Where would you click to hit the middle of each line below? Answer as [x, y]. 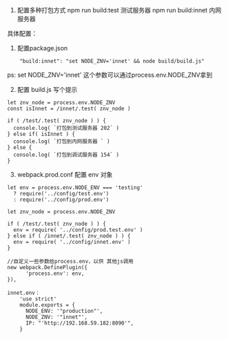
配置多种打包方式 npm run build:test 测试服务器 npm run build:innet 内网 [119, 10]
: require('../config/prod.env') [61, 200]
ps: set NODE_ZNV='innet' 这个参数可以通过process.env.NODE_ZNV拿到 [110, 75]
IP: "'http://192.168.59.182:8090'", [80, 323]
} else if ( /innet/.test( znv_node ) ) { [69, 236]
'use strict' [38, 299]
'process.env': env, [55, 273]
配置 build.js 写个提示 [47, 89]
